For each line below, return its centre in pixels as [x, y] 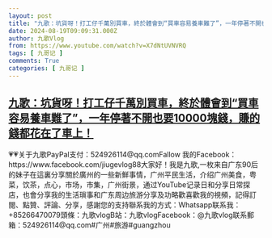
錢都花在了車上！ [51, 134]
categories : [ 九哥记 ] [47, 69]
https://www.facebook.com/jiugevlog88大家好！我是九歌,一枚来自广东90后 [134, 164]
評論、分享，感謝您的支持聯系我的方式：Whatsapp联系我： [142, 205]
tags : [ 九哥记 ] [36, 53]
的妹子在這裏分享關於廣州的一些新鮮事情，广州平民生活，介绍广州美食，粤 [132, 174]
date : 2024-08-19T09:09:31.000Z [63, 31]
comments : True [34, 61]
